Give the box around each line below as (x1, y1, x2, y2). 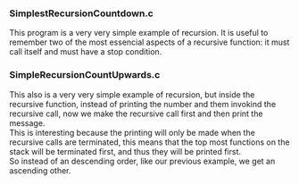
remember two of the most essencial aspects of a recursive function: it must (9, 37, 290, 47)
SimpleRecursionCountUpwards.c (9, 69, 161, 81)
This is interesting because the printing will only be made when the (9, 127, 256, 138)
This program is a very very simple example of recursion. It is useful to (9, 28, 269, 38)
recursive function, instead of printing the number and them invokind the (9, 98, 277, 109)
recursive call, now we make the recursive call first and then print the (9, 108, 263, 119)
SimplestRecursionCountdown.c (9, 7, 154, 20)
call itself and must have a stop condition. (9, 46, 162, 57)
